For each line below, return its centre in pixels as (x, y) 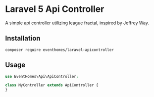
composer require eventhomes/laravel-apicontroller (59, 50)
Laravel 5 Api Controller (55, 9)
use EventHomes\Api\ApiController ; (42, 76)
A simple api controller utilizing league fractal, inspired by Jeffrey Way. (77, 23)
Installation (23, 38)
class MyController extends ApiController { (52, 85)
